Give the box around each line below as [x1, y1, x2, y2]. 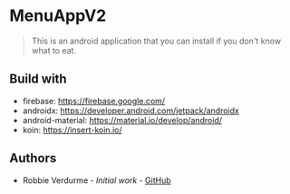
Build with [9, 72, 67, 87]
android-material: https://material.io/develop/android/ [22, 114, 223, 125]
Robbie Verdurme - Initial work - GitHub [22, 174, 171, 186]
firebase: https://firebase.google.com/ [22, 95, 166, 106]
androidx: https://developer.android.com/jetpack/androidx [22, 105, 240, 116]
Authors [9, 150, 57, 166]
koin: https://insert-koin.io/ [22, 124, 122, 135]
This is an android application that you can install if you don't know [31, 35, 282, 46]
